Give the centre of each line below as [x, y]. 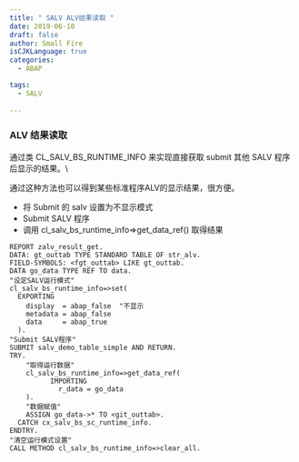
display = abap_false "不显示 [85, 306]
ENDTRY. [24, 430]
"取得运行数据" [50, 365]
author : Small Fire [46, 43]
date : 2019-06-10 [42, 26]
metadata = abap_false [69, 314]
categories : [32, 60]
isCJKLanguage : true [49, 52]
